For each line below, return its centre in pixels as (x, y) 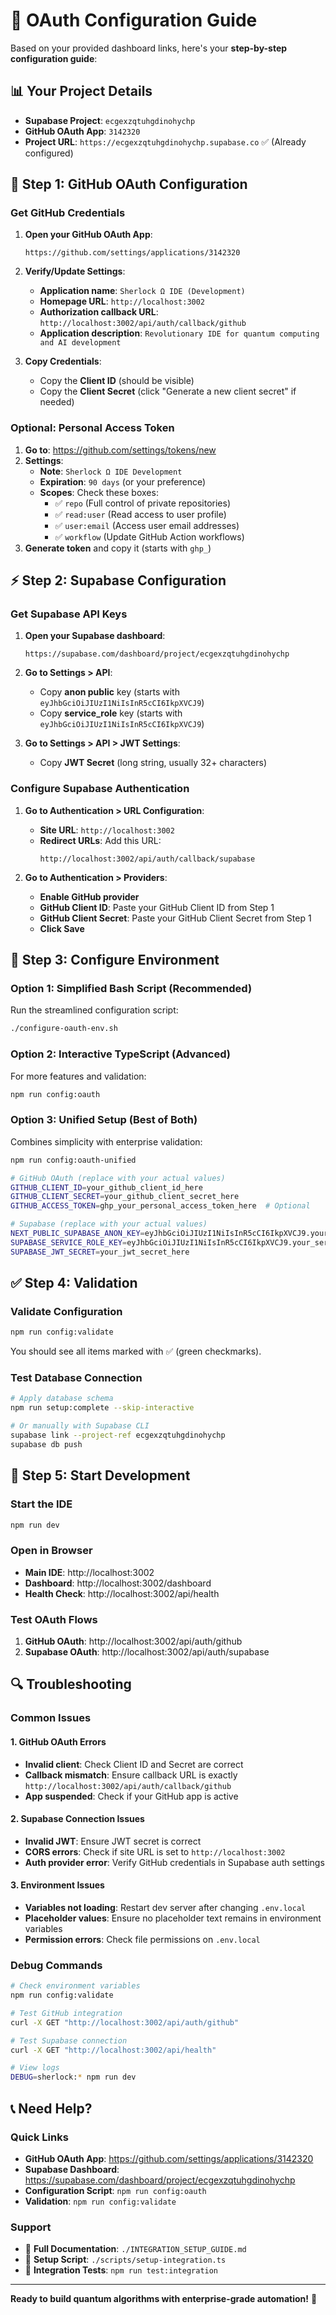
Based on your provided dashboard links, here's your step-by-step (149, 48)
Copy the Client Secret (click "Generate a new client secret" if (168, 391)
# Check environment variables (75, 1986)
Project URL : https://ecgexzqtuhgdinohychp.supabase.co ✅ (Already (165, 141)
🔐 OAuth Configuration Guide (134, 20)
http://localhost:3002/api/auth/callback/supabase (147, 859)
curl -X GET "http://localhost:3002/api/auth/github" (125, 2022)
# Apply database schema (62, 1399)
